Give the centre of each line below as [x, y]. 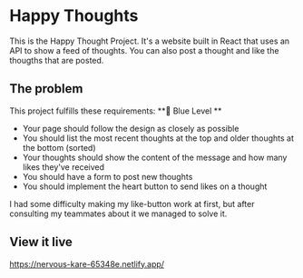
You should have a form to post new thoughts [108, 176]
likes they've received [64, 167]
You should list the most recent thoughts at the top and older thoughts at [158, 138]
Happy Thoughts [74, 16]
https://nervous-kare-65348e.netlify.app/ [87, 263]
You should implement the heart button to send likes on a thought [145, 186]
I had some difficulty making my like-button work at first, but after [132, 204]
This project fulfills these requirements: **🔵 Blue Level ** [116, 111]
